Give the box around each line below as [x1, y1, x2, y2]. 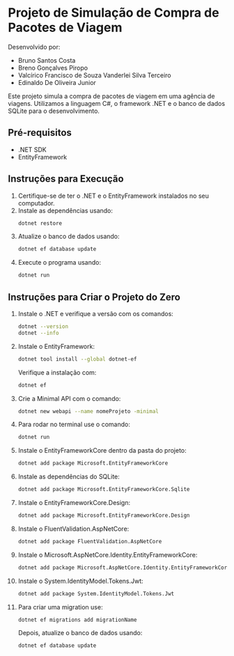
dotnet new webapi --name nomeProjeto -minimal [17, 407, 159, 415]
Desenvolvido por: [8, 42, 61, 51]
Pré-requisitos [8, 127, 72, 139]
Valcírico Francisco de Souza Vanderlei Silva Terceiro [17, 71, 171, 79]
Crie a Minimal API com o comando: [17, 394, 121, 403]
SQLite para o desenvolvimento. [8, 107, 100, 115]
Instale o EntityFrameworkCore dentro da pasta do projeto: [17, 446, 187, 455]
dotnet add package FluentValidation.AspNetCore [17, 538, 162, 545]
